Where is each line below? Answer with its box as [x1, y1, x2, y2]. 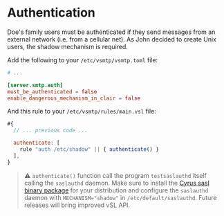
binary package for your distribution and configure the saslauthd [24, 186, 209, 195]
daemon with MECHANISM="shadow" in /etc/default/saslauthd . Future [24, 193, 217, 201]
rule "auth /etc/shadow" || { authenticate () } [19, 146, 159, 153]
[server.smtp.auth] [7, 82, 64, 89]
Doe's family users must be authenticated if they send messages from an [7, 28, 216, 36]
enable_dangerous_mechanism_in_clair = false [7, 95, 140, 102]
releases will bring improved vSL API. [24, 201, 130, 209]
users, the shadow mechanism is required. [7, 42, 128, 51]
